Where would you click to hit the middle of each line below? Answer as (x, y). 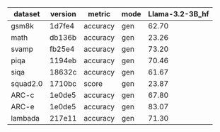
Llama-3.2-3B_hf (179, 14)
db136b (63, 37)
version (63, 14)
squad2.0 (27, 83)
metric (99, 14)
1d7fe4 (62, 26)
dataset (27, 14)
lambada (25, 118)
